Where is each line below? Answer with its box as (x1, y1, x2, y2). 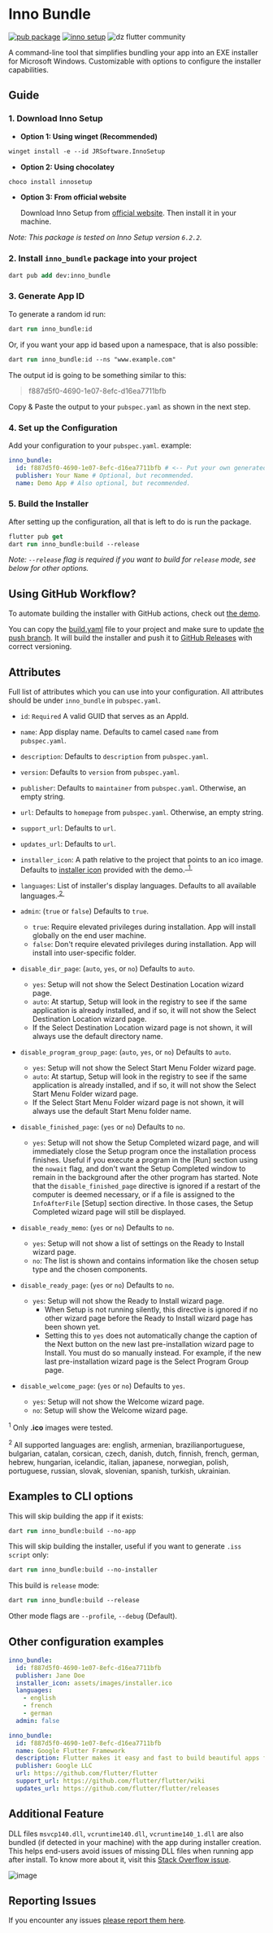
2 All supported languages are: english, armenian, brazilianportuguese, (8, 1439, 245, 1449)
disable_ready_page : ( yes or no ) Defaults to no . (19, 1280, 175, 1291)
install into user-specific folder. (32, 948, 136, 958)
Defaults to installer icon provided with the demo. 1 (19, 864, 191, 874)
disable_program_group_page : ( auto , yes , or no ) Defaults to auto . (19, 1047, 232, 1057)
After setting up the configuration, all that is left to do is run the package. (8, 516, 252, 526)
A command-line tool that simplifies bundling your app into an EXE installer (8, 47, 258, 57)
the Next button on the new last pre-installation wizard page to (44, 1339, 254, 1349)
